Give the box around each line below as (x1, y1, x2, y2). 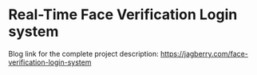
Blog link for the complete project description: (8, 49, 160, 58)
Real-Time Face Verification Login (8, 6, 238, 24)
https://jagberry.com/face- (160, 49, 249, 58)
